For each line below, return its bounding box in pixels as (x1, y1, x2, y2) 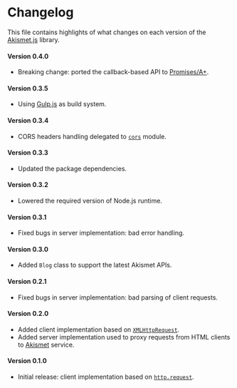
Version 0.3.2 (7, 180, 48, 189)
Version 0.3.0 (7, 245, 48, 253)
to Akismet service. (17, 340, 75, 349)
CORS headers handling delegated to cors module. (17, 132, 167, 141)
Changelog (7, 4, 74, 21)
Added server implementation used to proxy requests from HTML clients (17, 332, 231, 341)
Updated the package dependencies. (17, 164, 127, 173)
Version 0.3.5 (7, 83, 48, 93)
